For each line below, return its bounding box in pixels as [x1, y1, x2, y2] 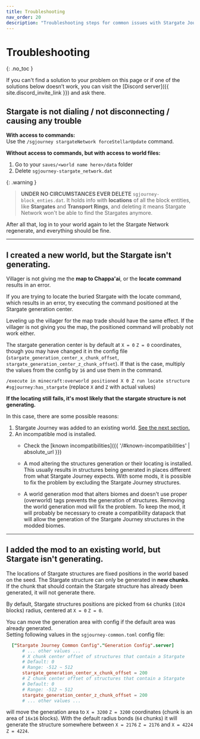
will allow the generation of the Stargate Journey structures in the [23, 515, 185, 522]
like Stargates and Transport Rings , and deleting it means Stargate [20, 203, 186, 210]
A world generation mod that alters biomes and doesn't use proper [23, 490, 187, 497]
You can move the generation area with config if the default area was [6, 618, 176, 625]
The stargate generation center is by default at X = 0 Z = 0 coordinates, [6, 341, 182, 348]
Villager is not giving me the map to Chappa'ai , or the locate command [6, 275, 182, 282]
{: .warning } [6, 179, 37, 186]
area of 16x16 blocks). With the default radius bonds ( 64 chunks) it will [6, 715, 177, 722]
